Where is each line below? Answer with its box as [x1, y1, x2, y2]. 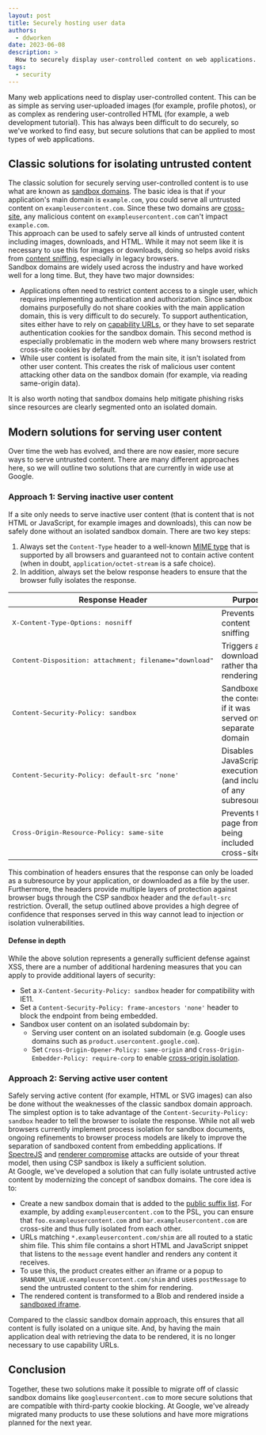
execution [221, 765, 259, 776]
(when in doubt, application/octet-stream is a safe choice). [19, 558, 216, 568]
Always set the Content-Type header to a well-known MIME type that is [19, 542, 251, 551]
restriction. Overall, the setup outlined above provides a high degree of [8, 900, 239, 911]
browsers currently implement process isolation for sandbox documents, [8, 1125, 245, 1134]
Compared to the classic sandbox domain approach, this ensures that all [8, 1315, 245, 1325]
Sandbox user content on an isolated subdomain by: [19, 1019, 190, 1029]
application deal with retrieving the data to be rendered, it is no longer [8, 1332, 236, 1342]
